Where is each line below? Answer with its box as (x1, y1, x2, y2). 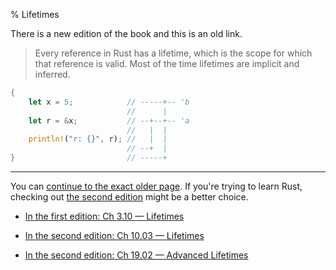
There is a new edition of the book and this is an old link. (10, 28, 243, 39)
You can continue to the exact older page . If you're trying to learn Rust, (10, 180, 303, 192)
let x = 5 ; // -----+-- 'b (28, 97, 190, 107)
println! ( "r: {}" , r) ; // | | (28, 134, 168, 144)
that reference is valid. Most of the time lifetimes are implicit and (34, 58, 300, 69)
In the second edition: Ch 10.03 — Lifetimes (24, 230, 205, 241)
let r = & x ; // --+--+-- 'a (28, 115, 190, 126)
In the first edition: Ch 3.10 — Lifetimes (24, 210, 185, 222)
